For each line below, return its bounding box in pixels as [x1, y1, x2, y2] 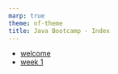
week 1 [19, 57, 44, 67]
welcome [19, 49, 51, 59]
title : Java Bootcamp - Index [8, 27, 111, 35]
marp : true [8, 11, 45, 20]
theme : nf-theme [8, 19, 63, 27]
